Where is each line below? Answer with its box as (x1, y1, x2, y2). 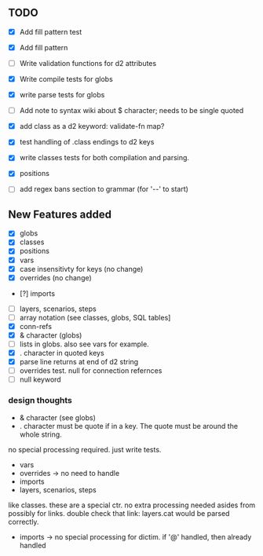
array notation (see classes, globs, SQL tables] (19, 313, 171, 322)
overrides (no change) (19, 273, 92, 282)
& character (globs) (19, 330, 82, 340)
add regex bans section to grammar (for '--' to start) (19, 185, 188, 194)
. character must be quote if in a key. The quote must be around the (19, 421, 238, 430)
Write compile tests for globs (19, 75, 114, 83)
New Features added (8, 207, 112, 221)
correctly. (8, 517, 39, 526)
